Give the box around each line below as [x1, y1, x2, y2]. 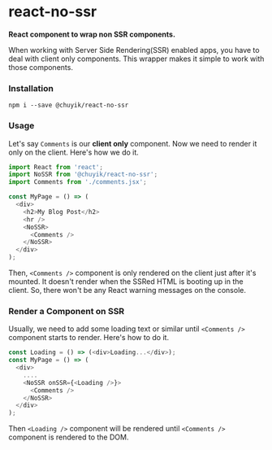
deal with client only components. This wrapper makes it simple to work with [8, 54, 265, 63]
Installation [8, 82, 54, 94]
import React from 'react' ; [8, 163, 104, 171]
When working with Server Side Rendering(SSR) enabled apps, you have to [8, 45, 260, 55]
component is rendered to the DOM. [8, 432, 129, 442]
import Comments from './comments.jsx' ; [8, 178, 148, 186]
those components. [8, 62, 73, 72]
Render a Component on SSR [8, 305, 125, 317]
